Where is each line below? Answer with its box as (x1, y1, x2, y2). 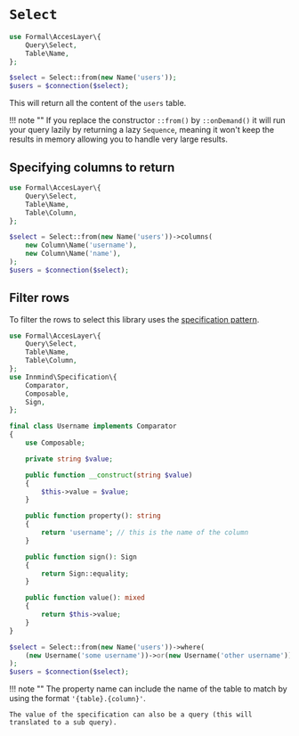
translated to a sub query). (9, 718, 117, 727)
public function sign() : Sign (25, 552, 138, 561)
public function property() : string (25, 511, 162, 520)
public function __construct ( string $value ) (25, 470, 193, 479)
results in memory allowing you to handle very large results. (9, 134, 229, 144)
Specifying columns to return (9, 159, 175, 175)
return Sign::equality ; (41, 568, 129, 578)
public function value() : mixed (25, 593, 145, 602)
